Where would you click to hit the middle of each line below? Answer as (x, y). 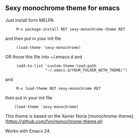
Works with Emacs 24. (28, 131)
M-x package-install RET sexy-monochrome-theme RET (71, 29)
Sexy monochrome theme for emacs (63, 8)
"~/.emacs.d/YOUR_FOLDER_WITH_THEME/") (86, 70)
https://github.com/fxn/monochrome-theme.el (54, 121)
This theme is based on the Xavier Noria (46, 116)
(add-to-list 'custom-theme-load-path (56, 66)
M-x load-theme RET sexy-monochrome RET (58, 88)
